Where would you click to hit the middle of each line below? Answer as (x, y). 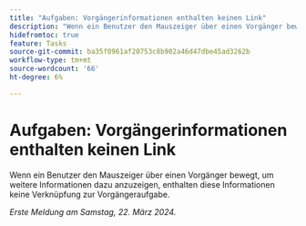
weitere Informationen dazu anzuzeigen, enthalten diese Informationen (142, 184)
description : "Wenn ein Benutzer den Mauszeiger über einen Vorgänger (146, 26)
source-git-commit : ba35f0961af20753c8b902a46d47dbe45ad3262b (130, 52)
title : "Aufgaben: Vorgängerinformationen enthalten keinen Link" (138, 18)
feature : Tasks (38, 43)
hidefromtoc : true (44, 35)
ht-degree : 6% (36, 77)
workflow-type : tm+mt (51, 60)
